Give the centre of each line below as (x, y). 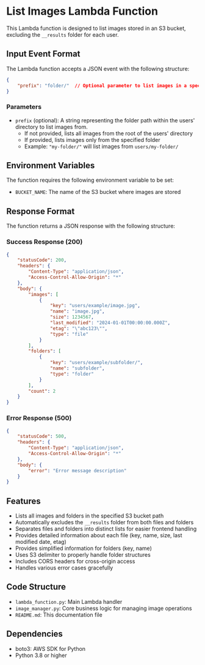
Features (23, 501)
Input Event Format (43, 54)
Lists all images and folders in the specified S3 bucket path (89, 516)
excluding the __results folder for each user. (63, 34)
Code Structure (36, 587)
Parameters (24, 107)
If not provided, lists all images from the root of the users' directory (109, 133)
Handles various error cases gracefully (64, 568)
